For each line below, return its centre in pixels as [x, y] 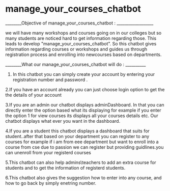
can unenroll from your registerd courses [48, 152]
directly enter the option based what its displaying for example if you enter [83, 110]
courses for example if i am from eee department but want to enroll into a [82, 142]
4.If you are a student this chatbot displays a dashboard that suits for [78, 131]
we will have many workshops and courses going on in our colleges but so [83, 33]
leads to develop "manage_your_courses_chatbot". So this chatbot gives [81, 43]
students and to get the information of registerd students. [65, 168]
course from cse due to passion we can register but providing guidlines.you [84, 147]
